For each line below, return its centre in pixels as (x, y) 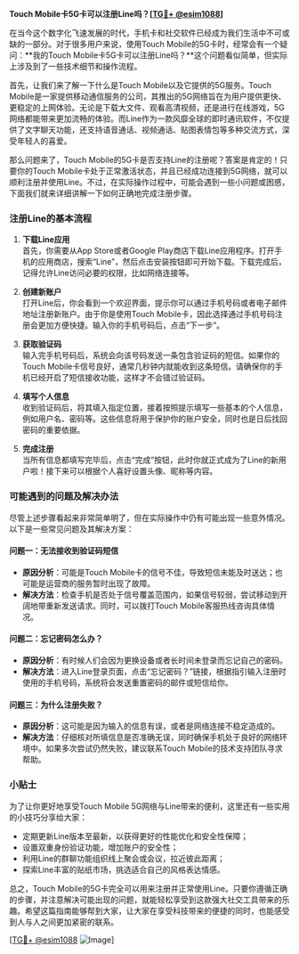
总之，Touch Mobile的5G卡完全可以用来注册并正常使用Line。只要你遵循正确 (148, 888)
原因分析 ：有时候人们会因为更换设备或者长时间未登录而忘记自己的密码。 (154, 660)
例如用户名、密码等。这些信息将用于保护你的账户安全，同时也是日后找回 (154, 419)
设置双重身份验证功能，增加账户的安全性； (100, 847)
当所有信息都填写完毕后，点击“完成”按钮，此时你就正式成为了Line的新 (150, 460)
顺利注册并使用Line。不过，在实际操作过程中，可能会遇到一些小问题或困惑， (149, 182)
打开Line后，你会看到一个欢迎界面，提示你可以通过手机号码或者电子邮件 (154, 303)
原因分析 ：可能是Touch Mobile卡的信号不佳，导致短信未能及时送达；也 (152, 572)
